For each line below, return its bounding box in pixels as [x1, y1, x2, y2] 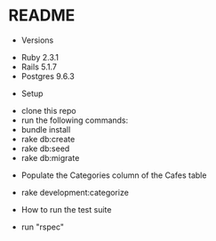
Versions [20, 35, 54, 45]
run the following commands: [20, 115, 129, 125]
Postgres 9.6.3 [20, 70, 75, 81]
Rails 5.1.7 [20, 61, 57, 72]
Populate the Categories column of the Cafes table [20, 170, 207, 181]
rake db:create [20, 133, 76, 144]
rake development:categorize [20, 187, 130, 197]
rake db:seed [20, 143, 70, 154]
